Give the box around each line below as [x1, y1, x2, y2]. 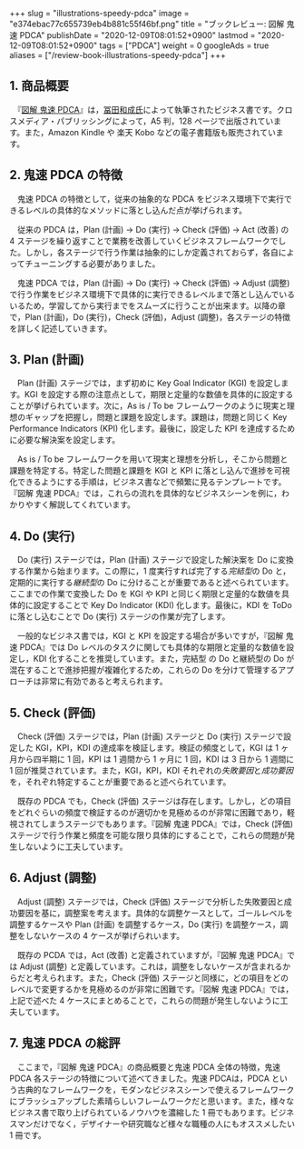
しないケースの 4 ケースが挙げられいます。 [25, 930, 185, 941]
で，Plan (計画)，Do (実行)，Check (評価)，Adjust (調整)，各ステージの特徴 [9, 311, 290, 322]
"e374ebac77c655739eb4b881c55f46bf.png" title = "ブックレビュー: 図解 [9, 18, 285, 29]
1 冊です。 [9, 1129, 47, 1140]
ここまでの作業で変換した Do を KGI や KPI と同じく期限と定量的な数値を [9, 588, 282, 599]
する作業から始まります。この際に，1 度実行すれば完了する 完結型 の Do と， [9, 565, 291, 576]
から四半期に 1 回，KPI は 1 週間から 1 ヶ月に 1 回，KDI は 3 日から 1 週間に [16, 754, 295, 764]
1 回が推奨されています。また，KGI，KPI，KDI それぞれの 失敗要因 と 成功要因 [9, 765, 293, 776]
